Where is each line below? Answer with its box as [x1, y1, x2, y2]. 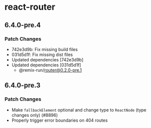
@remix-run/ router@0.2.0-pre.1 [18, 67, 82, 73]
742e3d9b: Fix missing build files [11, 46, 78, 52]
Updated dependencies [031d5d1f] [11, 62, 81, 68]
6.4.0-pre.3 [4, 81, 41, 90]
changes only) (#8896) [11, 112, 58, 118]
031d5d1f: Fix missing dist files [11, 52, 73, 57]
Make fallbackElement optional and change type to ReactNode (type [11, 107, 147, 113]
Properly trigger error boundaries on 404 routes [11, 117, 108, 123]
